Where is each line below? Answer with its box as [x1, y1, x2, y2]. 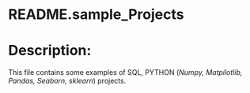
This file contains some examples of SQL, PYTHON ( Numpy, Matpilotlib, [8, 68, 243, 77]
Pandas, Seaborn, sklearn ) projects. [8, 76, 127, 86]
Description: [8, 42, 92, 60]
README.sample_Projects [8, 6, 184, 24]
